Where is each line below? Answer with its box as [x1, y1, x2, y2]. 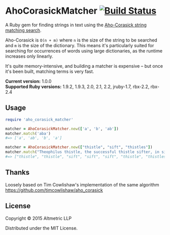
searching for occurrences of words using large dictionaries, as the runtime [5, 48, 163, 54]
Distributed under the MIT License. [5, 225, 78, 231]
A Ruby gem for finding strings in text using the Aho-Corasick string [5, 22, 147, 28]
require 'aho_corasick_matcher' [5, 117, 73, 122]
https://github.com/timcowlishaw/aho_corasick [5, 187, 103, 193]
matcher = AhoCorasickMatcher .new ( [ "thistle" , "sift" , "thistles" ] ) [5, 145, 153, 150]
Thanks [5, 168, 30, 177]
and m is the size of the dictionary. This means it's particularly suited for [5, 42, 154, 48]
